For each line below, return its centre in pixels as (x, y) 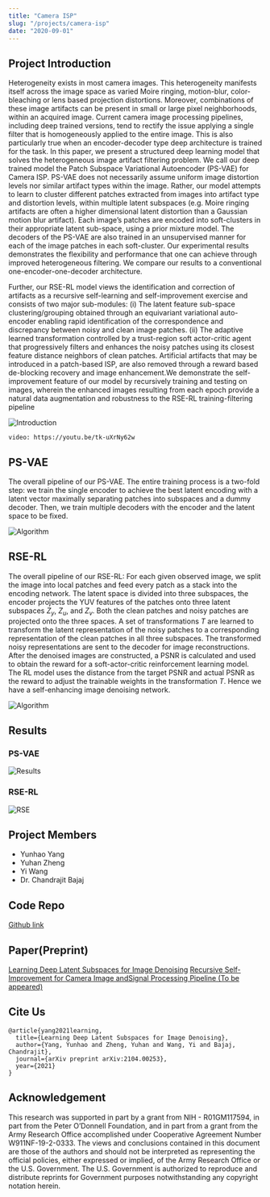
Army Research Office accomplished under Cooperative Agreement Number (135, 1134)
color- (241, 92)
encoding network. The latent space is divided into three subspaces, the (129, 593)
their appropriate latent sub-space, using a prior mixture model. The (121, 229)
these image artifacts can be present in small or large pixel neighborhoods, (133, 109)
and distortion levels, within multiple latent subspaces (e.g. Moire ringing (129, 203)
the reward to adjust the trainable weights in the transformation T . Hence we (135, 681)
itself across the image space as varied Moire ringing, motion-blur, (119, 92)
